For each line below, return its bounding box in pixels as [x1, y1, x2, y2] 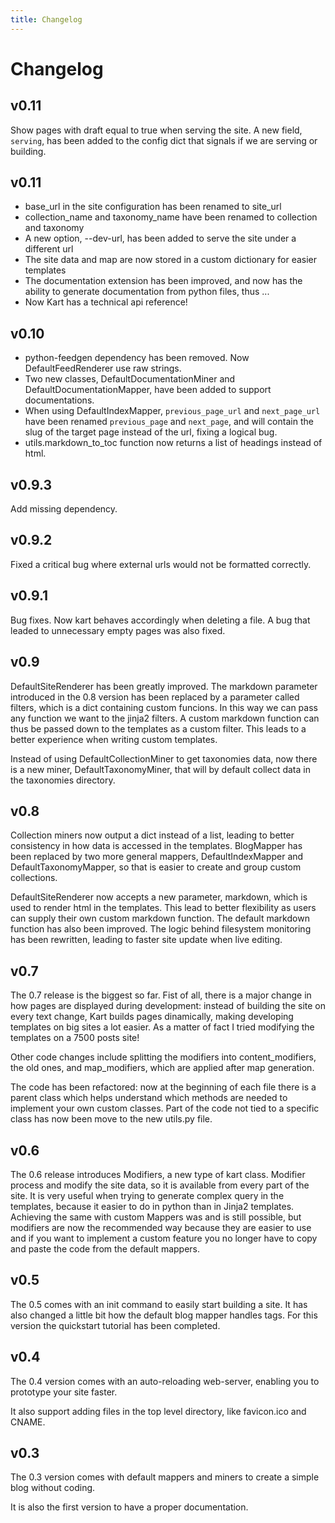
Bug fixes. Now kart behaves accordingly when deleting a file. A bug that [10, 614, 311, 626]
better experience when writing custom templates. [10, 733, 218, 745]
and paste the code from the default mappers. [10, 1242, 201, 1255]
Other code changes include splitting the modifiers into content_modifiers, [10, 1051, 317, 1063]
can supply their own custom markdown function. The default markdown [10, 912, 310, 925]
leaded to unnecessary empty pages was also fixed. [10, 624, 226, 636]
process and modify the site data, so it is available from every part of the [10, 1179, 310, 1191]
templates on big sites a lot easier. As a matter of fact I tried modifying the [10, 1021, 315, 1033]
